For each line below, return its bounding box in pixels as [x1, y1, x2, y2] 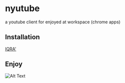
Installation [5, 33, 40, 41]
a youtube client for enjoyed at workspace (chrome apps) [5, 19, 121, 25]
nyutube [5, 3, 40, 14]
